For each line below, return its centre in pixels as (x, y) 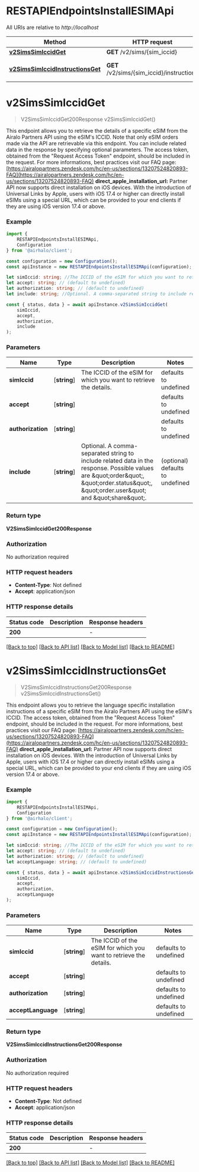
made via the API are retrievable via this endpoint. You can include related (96, 143)
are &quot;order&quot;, (113, 475)
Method (55, 41)
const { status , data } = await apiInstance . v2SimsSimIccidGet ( (87, 304)
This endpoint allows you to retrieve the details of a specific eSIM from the (97, 130)
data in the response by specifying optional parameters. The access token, (97, 149)
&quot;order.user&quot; (114, 490)
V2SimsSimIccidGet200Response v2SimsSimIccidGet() (88, 119)
